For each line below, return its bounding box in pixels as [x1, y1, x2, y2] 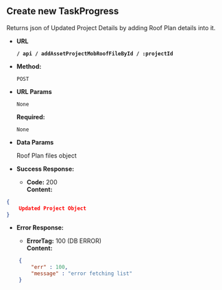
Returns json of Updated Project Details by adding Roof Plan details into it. [6, 23, 216, 32]
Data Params [16, 138, 54, 146]
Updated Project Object [18, 205, 87, 212]
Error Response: [16, 223, 64, 232]
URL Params [16, 87, 52, 95]
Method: [16, 62, 42, 71]
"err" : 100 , [31, 264, 69, 271]
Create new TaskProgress [6, 5, 119, 17]
